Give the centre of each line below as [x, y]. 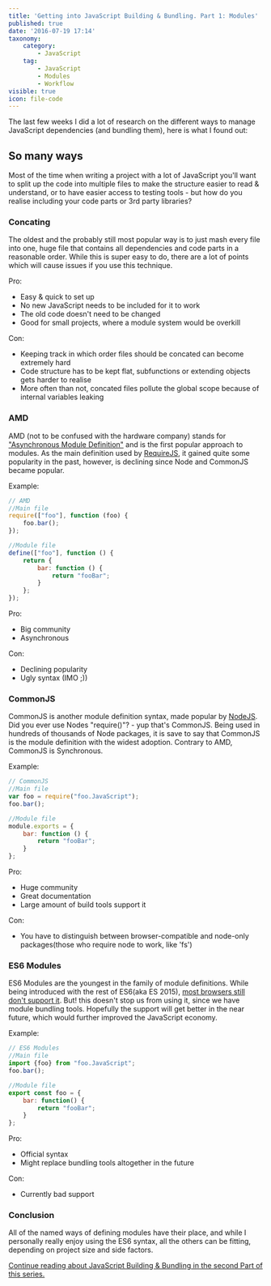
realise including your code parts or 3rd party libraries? [100, 201]
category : [40, 46]
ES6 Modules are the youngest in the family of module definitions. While [129, 983]
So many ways [46, 156]
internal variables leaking [62, 397]
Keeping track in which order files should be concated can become [132, 354]
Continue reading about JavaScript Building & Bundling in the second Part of [135, 1266]
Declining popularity [53, 670]
